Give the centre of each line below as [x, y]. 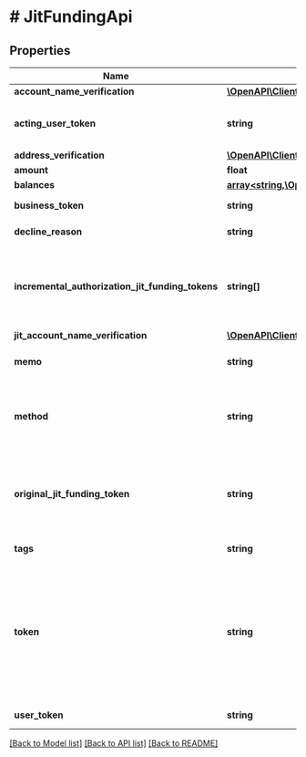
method [31, 416]
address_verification [59, 155]
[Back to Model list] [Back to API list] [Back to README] [114, 743]
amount [31, 170]
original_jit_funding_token [72, 494]
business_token [49, 205]
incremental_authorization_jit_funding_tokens [116, 286]
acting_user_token [55, 123]
